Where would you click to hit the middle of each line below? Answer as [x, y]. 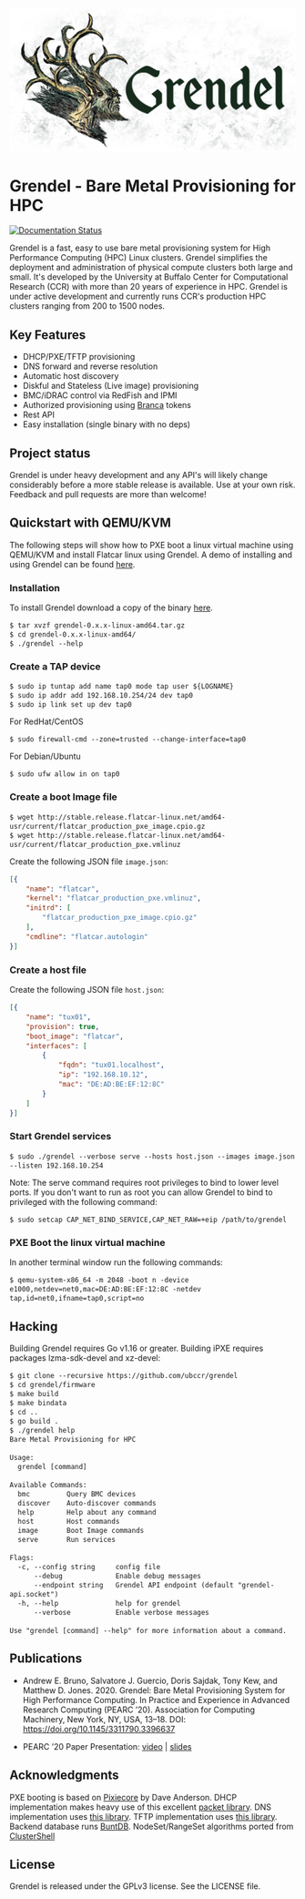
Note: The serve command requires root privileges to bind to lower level [144, 1182]
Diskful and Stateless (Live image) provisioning [111, 386]
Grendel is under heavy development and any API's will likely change [139, 475]
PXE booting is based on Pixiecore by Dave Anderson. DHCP [123, 1797]
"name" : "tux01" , [59, 1017]
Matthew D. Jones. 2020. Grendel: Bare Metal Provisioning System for [154, 1690]
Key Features [48, 335]
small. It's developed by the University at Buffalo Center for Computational [149, 277]
